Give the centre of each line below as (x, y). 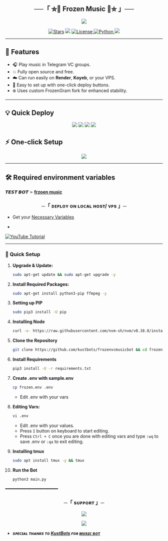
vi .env (20, 416)
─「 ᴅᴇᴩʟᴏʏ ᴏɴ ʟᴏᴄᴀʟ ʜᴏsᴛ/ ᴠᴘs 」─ (84, 206)
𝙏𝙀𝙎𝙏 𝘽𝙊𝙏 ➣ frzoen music (34, 192)
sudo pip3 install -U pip (39, 312)
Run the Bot (25, 470)
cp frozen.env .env (33, 387)
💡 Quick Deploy (30, 113)
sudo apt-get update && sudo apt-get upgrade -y (64, 275)
